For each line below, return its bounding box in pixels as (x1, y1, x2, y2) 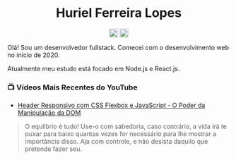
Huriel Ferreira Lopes (55, 5, 182, 21)
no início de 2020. (7, 51, 60, 59)
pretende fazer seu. (24, 144, 83, 153)
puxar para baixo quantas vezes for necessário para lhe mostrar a (24, 130, 217, 138)
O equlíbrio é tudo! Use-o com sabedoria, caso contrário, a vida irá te (24, 122, 228, 131)
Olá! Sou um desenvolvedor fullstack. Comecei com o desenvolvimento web (7, 44, 230, 52)
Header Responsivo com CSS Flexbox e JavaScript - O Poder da (17, 101, 206, 110)
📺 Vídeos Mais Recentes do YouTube (7, 82, 138, 92)
